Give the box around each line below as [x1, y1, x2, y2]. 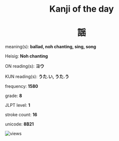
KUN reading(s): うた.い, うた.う [5, 74, 69, 80]
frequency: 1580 [5, 83, 38, 89]
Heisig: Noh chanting [5, 53, 48, 59]
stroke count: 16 [5, 112, 37, 118]
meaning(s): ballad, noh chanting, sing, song [5, 44, 96, 50]
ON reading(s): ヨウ [5, 63, 45, 69]
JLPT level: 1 [5, 102, 31, 108]
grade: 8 [5, 93, 22, 99]
